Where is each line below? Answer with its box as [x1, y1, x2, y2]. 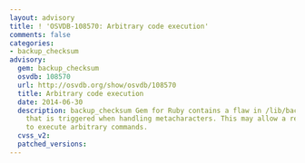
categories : [9, 38, 54, 48]
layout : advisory [9, 13, 75, 23]
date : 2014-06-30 [17, 97, 84, 107]
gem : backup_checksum [17, 64, 100, 73]
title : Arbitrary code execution [17, 89, 144, 98]
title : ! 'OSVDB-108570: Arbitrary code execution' [9, 22, 209, 31]
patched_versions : [17, 139, 88, 149]
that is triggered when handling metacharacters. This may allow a [25, 114, 286, 123]
